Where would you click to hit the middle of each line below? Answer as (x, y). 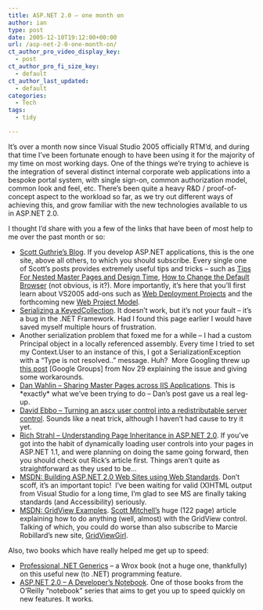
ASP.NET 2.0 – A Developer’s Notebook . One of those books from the (131, 582)
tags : (17, 111)
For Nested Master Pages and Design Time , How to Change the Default (134, 277)
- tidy (26, 118)
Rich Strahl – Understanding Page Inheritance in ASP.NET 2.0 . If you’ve (134, 435)
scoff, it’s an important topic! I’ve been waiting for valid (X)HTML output (136, 485)
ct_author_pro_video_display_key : (65, 52)
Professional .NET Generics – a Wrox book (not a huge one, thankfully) (133, 565)
